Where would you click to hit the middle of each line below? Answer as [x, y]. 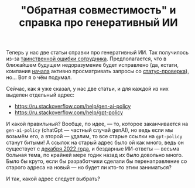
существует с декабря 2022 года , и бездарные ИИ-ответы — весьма [93, 149]
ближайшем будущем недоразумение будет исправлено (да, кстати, [93, 65]
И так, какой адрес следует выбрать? [53, 179]
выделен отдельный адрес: [40, 95]
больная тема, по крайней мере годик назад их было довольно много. [95, 155]
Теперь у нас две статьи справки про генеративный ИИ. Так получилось [97, 53]
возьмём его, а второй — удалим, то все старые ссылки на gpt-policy [94, 136]
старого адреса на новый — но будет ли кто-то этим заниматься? [89, 168]
